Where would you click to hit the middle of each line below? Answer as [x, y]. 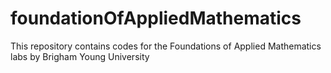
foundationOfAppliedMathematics [156, 18]
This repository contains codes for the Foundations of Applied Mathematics [166, 46]
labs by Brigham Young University [80, 56]
